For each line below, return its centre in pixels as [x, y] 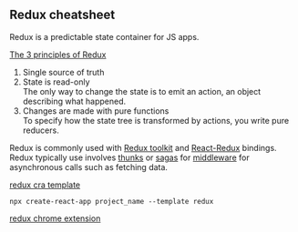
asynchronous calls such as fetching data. [89, 166]
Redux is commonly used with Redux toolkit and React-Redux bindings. [143, 147]
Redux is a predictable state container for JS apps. [104, 36]
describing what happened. [74, 101]
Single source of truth [63, 72]
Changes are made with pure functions [96, 111]
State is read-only [56, 82]
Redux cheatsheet [62, 15]
